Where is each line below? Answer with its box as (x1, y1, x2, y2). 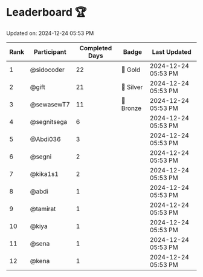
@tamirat (30, 204, 56, 213)
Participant (33, 47, 66, 56)
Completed (79, 44, 112, 52)
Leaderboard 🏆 (6, 5, 87, 19)
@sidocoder (30, 65, 65, 74)
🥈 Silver (121, 83, 143, 91)
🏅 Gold (121, 65, 141, 74)
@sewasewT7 (30, 100, 71, 108)
